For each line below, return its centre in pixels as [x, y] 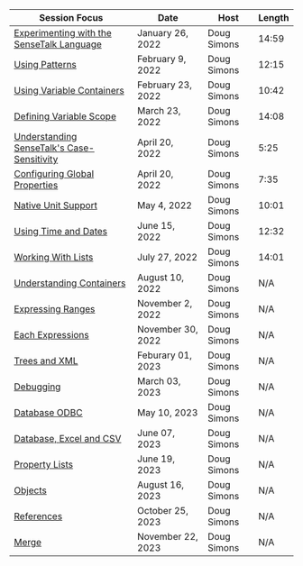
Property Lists [44, 465]
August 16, [161, 484]
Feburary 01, [164, 355]
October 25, [163, 511]
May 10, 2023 [167, 412]
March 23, [159, 110]
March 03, [159, 381]
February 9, [161, 59]
